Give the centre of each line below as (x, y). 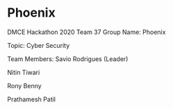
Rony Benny (24, 85)
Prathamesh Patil (31, 99)
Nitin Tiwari (24, 72)
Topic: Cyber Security (39, 45)
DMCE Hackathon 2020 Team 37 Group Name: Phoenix (86, 32)
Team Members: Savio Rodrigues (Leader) (68, 59)
